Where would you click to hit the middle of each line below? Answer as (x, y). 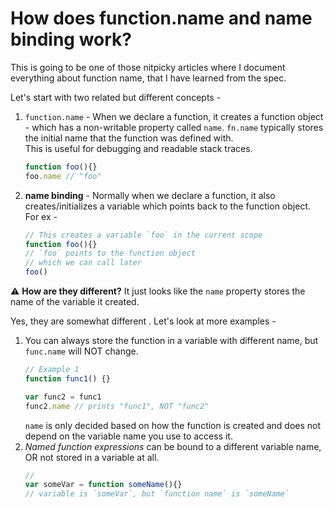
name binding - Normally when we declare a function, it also (150, 195)
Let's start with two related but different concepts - (116, 97)
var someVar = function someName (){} (103, 485)
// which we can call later (83, 263)
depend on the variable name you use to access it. (128, 436)
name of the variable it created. (75, 302)
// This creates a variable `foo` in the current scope (143, 235)
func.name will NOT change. (81, 351)
